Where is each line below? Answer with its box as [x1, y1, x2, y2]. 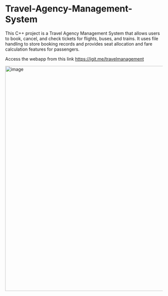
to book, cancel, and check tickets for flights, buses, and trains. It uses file [5, 36, 158, 42]
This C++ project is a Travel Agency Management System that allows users [5, 30, 160, 36]
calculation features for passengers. [5, 46, 80, 52]
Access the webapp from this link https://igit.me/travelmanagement [5, 56, 144, 62]
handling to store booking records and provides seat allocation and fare [5, 41, 152, 47]
